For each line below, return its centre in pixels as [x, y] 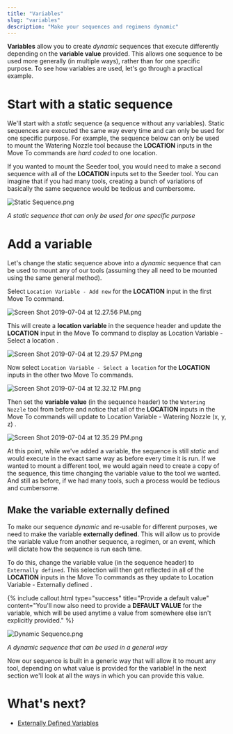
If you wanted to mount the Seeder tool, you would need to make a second [114, 166]
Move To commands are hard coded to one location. [82, 153]
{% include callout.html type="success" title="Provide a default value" [108, 598]
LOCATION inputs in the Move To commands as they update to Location [111, 577]
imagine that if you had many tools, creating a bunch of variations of [105, 181]
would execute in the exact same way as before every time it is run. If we [112, 459]
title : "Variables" [35, 14]
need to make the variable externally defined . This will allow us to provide [114, 534]
